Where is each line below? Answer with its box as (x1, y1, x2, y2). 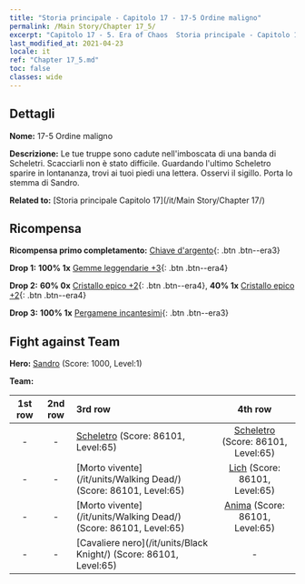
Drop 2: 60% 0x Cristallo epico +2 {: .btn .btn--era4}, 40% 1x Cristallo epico (9, 280, 295, 291)
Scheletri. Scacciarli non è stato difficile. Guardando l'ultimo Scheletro (9, 157, 271, 168)
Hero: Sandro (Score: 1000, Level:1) (9, 358, 143, 369)
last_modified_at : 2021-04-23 (9, 38, 124, 48)
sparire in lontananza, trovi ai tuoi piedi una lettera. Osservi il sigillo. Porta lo (9, 167, 293, 178)
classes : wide (9, 73, 64, 82)
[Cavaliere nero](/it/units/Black (75, 537, 209, 549)
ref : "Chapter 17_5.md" (9, 55, 100, 65)
